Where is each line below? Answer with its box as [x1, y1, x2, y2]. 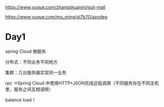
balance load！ [5, 97, 36, 103]
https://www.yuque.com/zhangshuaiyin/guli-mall [5, 4, 106, 10]
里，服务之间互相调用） [5, 86, 53, 92]
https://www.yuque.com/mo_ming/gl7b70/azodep [5, 14, 108, 19]
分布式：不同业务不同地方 [5, 59, 58, 65]
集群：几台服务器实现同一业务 [5, 69, 66, 75]
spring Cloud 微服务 [5, 48, 46, 54]
